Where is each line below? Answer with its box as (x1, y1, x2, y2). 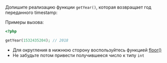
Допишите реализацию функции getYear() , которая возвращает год (5, 4, 152, 10)
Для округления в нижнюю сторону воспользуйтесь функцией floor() (12, 47, 162, 53)
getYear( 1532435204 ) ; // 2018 (5, 37, 69, 43)
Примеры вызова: (5, 19, 44, 25)
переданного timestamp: (5, 9, 58, 15)
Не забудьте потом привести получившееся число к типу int (12, 52, 145, 58)
